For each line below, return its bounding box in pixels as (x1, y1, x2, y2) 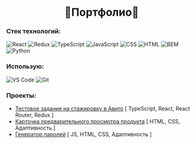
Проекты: (6, 91, 36, 99)
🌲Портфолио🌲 (64, 5, 139, 19)
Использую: (6, 62, 44, 71)
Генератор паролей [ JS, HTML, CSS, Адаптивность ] (15, 131, 152, 138)
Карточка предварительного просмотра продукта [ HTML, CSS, (15, 118, 180, 125)
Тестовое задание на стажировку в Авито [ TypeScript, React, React (15, 105, 191, 113)
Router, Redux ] (15, 111, 54, 119)
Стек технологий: (6, 27, 61, 36)
